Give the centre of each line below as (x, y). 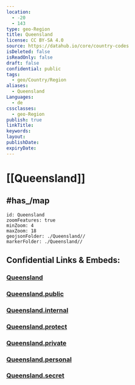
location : (19, 12)
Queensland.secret (36, 376)
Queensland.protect (37, 326)
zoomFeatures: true (31, 220)
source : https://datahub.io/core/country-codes (68, 46)
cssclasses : (21, 108)
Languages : (20, 97)
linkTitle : (20, 126)
